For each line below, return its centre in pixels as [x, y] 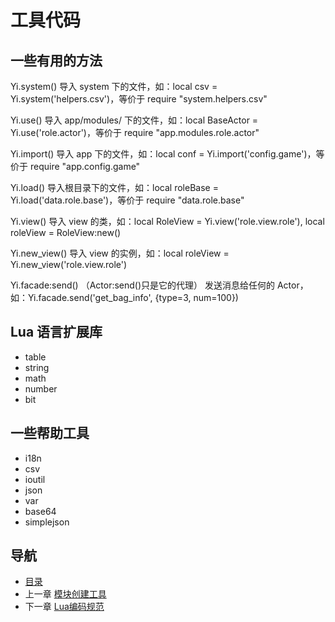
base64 [40, 511]
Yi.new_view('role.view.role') [69, 264]
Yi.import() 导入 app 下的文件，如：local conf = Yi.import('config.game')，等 [167, 154]
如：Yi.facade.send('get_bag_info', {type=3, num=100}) [124, 297]
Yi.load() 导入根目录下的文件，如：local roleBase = [114, 187]
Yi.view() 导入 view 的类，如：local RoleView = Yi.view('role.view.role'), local [167, 221]
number [41, 388]
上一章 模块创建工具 [65, 594]
